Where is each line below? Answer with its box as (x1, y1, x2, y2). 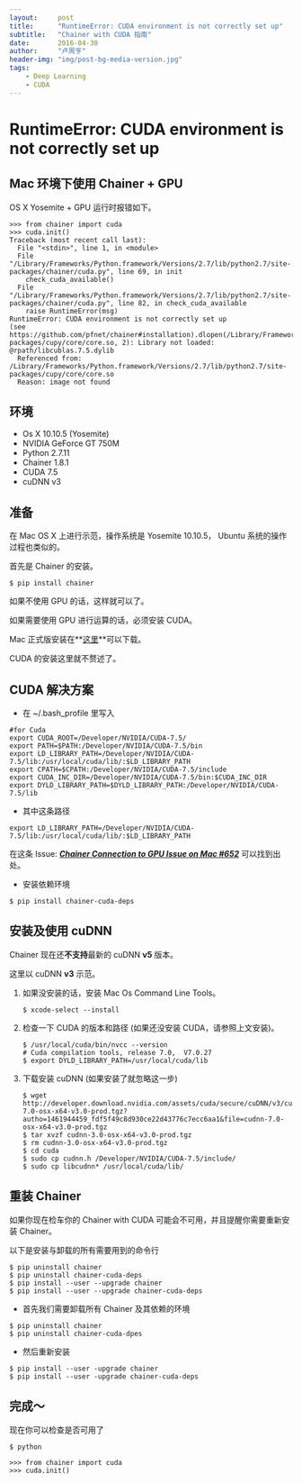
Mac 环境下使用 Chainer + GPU (9, 177, 183, 192)
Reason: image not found (17, 378, 111, 387)
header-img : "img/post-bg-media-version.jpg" (9, 55, 182, 64)
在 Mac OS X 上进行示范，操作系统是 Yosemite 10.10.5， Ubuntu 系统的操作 (9, 531, 288, 541)
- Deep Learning (25, 72, 87, 81)
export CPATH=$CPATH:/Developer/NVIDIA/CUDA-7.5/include (9, 765, 227, 775)
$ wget (22, 1091, 48, 1100)
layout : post (9, 13, 75, 23)
